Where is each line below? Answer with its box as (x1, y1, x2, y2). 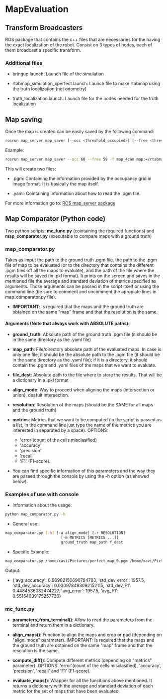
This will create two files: (5, 166, 56, 172)
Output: (5, 567, 21, 573)
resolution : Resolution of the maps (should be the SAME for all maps (12, 402, 153, 408)
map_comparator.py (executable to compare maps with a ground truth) (5, 233, 152, 239)
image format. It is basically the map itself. (12, 180, 99, 186)
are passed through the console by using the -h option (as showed (12, 473, 149, 479)
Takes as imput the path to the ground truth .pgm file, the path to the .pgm (5, 257, 158, 263)
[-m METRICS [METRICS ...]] (60, 535, 119, 540)
